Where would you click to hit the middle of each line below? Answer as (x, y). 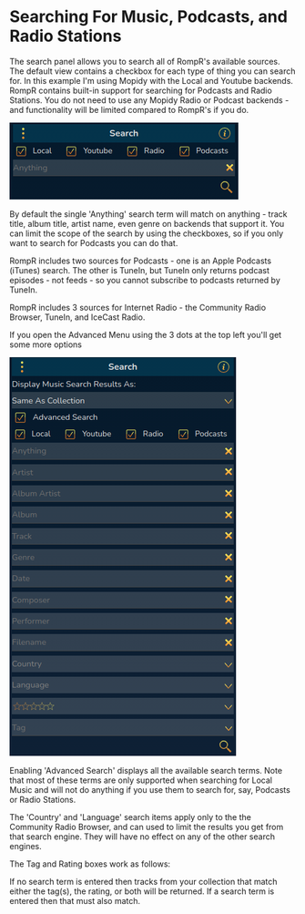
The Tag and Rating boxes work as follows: (90, 864)
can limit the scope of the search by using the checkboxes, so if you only (147, 233)
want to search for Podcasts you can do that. (94, 242)
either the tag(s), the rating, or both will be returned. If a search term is (142, 891)
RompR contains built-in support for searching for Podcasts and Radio (141, 90)
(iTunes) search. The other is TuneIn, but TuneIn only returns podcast (140, 270)
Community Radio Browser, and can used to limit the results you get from (147, 827)
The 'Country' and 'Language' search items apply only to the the (131, 816)
